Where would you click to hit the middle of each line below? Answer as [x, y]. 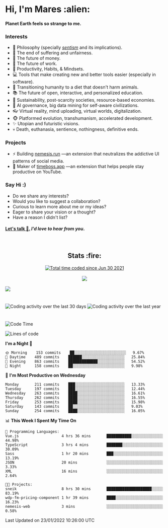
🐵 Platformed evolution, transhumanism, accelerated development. [83, 118]
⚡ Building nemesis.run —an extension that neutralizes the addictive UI [86, 154]
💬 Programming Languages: [32, 432]
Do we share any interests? [40, 196]
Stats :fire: [85, 256]
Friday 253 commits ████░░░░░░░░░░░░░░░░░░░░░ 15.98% [75, 402]
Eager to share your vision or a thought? [54, 212]
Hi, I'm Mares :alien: [48, 9]
